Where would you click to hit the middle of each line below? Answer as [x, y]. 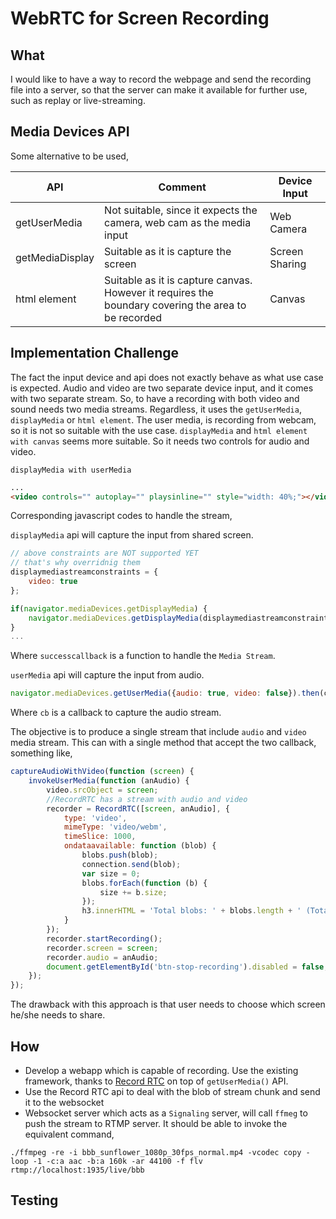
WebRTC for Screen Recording [140, 18]
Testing [34, 1200]
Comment [182, 187]
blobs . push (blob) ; [120, 855]
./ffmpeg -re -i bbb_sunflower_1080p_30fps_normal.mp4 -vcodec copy [156, 1152]
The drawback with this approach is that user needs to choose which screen [168, 1004]
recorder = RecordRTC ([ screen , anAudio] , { [138, 808]
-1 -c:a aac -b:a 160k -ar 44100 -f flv [117, 1161]
